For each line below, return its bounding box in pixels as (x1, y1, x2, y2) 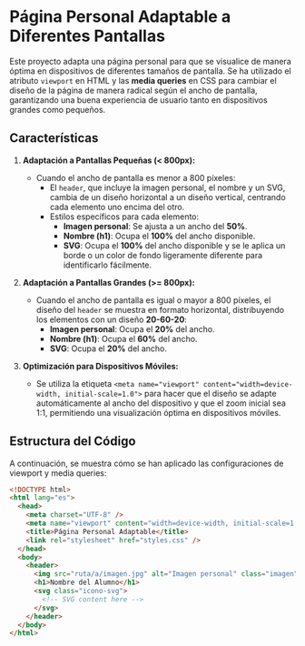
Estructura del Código (9, 434, 136, 449)
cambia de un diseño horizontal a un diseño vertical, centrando (49, 191, 286, 202)
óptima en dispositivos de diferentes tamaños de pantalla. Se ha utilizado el (9, 66, 292, 76)
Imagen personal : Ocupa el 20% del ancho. (49, 323, 215, 334)
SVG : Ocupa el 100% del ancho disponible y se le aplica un (63, 239, 286, 251)
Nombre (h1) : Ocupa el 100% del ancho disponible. (63, 230, 256, 241)
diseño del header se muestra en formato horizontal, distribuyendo (35, 304, 284, 315)
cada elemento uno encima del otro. (49, 201, 185, 212)
